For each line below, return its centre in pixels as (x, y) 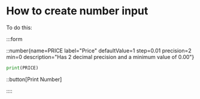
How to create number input (77, 11)
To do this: (19, 27)
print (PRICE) (22, 68)
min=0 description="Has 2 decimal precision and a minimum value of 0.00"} (100, 57)
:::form (14, 39)
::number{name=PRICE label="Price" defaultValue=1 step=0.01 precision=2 (99, 50)
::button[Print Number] (34, 79)
